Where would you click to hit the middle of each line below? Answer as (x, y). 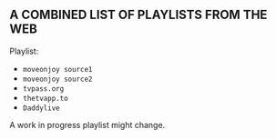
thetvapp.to (45, 98)
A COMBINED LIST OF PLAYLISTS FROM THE (138, 15)
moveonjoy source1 (57, 69)
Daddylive (41, 108)
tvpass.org (43, 89)
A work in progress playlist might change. (87, 124)
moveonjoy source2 (57, 79)
